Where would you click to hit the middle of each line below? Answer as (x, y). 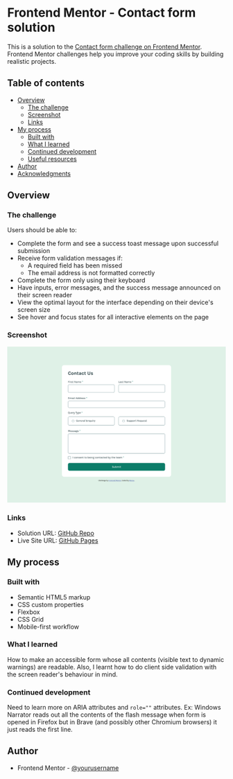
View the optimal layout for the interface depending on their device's (115, 302)
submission (34, 251)
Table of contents (46, 84)
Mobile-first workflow (48, 627)
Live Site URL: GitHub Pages (58, 540)
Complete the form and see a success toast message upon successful (118, 243)
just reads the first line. (40, 730)
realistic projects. (32, 61)
